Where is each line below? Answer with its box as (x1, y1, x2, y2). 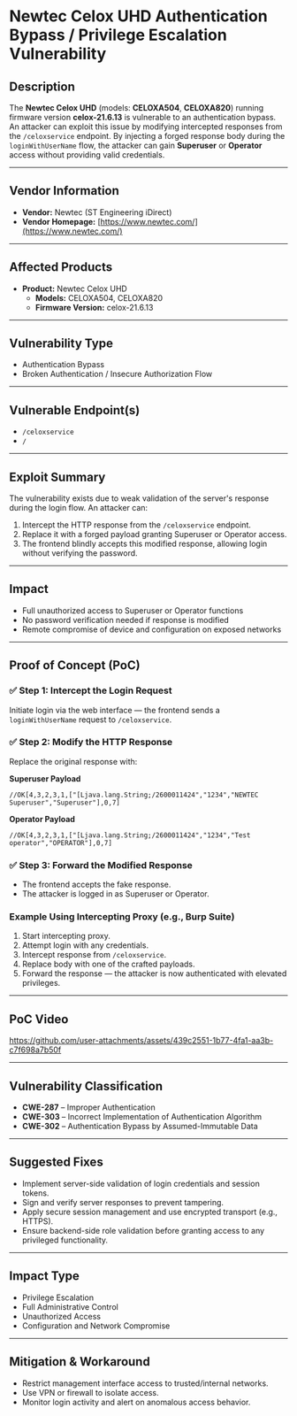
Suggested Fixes (9, 1155, 103, 1170)
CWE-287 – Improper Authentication (21, 1102, 156, 1112)
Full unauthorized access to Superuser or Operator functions (21, 604, 244, 616)
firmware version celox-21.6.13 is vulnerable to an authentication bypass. (9, 112, 277, 122)
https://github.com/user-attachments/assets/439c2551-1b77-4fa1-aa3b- (9, 1035, 274, 1046)
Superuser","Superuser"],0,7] (9, 798, 121, 807)
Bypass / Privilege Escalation (9, 25, 227, 45)
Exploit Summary (9, 469, 106, 484)
